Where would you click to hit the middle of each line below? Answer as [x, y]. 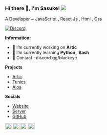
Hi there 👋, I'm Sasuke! [32, 8]
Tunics [19, 82]
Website [21, 106]
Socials [13, 97]
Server [19, 111]
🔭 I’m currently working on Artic [44, 47]
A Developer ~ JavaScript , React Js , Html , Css [53, 19]
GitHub [19, 116]
